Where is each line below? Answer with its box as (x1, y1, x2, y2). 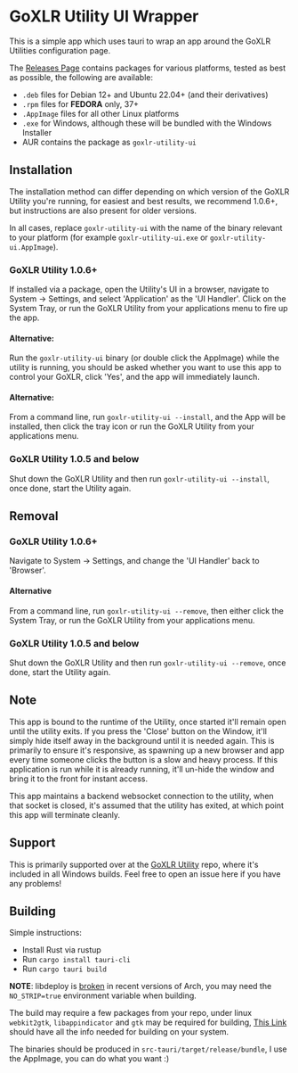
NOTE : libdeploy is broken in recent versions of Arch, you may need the (9, 981, 272, 992)
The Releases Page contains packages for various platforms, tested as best (9, 62, 286, 73)
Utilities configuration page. (9, 45, 111, 55)
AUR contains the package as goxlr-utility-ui (21, 136, 197, 147)
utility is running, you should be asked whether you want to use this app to (9, 362, 282, 373)
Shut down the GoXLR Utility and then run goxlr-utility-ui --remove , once (9, 657, 286, 668)
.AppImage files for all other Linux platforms (21, 108, 180, 119)
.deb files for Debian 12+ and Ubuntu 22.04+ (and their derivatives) (21, 89, 269, 100)
